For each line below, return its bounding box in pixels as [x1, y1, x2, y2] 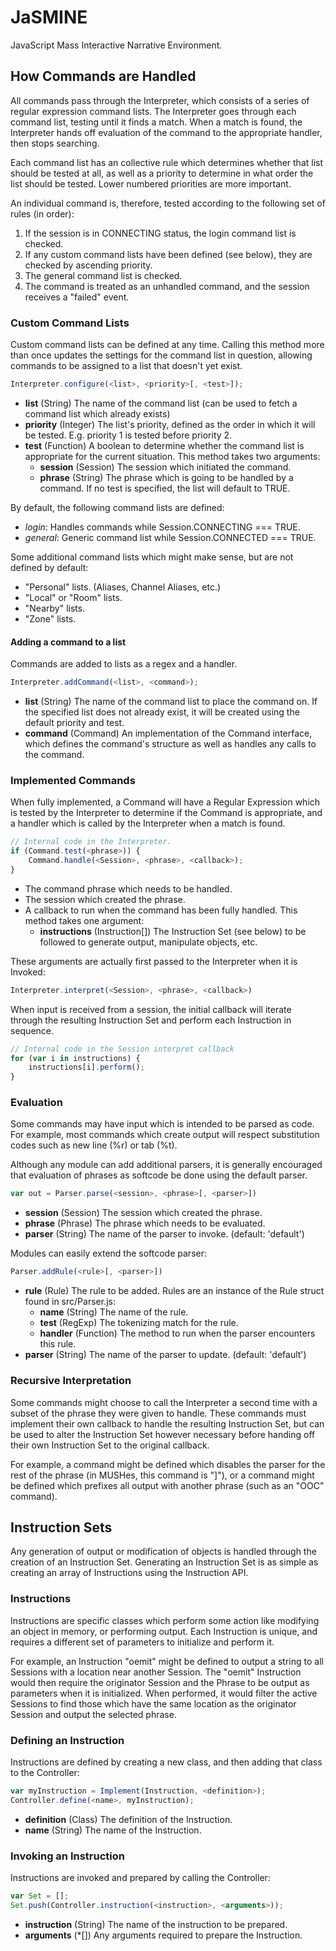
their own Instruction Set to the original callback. [10, 1439, 210, 1451]
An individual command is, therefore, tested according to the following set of [10, 197, 326, 209]
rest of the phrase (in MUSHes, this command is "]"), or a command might [10, 1469, 315, 1481]
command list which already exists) [24, 407, 171, 420]
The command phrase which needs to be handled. [24, 882, 233, 895]
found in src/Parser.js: [24, 1296, 116, 1308]
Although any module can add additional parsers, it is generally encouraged [10, 1159, 323, 1171]
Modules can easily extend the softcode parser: [10, 1247, 207, 1260]
